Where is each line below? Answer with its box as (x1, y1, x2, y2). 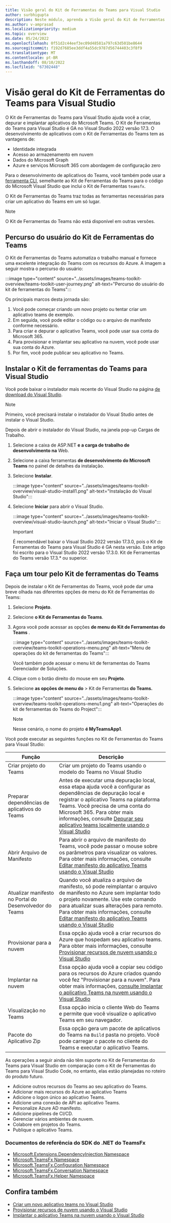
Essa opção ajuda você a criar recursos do (59, 929, 161, 937)
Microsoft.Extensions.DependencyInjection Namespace (12, 1151, 130, 1157)
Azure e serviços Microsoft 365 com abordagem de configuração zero (12, 162, 161, 169)
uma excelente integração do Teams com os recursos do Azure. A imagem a (5, 260, 165, 266)
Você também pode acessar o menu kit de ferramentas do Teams (12, 660, 150, 666)
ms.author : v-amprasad (5, 21, 53, 27)
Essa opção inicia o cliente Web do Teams (59, 1004, 159, 1011)
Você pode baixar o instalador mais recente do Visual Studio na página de (5, 386, 160, 392)
